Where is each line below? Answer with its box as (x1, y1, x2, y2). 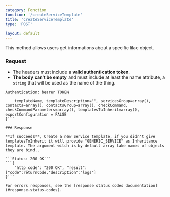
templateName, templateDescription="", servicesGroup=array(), (14, 99, 151, 104)
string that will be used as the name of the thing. (12, 80, 116, 86)
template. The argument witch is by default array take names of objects (5, 143, 165, 148)
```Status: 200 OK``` (5, 156, 51, 162)
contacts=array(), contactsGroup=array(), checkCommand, (5, 103, 128, 108)
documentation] (125, 183, 158, 188)
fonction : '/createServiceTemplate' (5, 12, 83, 17)
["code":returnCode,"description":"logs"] (5, 170, 96, 175)
